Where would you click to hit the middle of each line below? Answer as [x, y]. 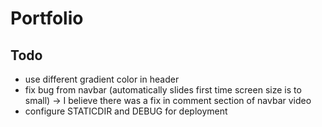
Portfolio [47, 18]
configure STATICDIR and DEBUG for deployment [126, 111]
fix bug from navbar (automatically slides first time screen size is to [163, 90]
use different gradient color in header [102, 79]
